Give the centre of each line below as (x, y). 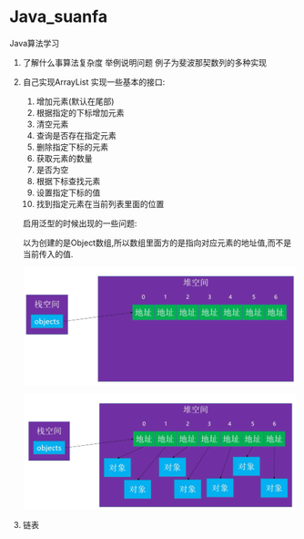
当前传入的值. (48, 254)
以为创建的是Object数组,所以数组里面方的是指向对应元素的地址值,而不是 (157, 243)
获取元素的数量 (64, 158)
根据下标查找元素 (68, 181)
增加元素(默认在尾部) (75, 101)
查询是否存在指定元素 (76, 135)
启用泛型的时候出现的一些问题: (80, 223)
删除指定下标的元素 (72, 147)
